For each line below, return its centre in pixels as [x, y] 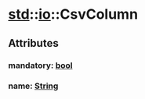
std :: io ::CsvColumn [73, 14]
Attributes [33, 43]
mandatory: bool [40, 65]
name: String [33, 86]
